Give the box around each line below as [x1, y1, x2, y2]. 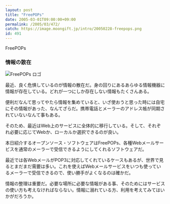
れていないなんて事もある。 [5, 112, 63, 118]
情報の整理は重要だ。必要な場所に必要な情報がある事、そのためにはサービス [5, 181, 165, 187]
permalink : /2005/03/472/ [5, 21, 60, 27]
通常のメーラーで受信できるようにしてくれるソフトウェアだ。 [18, 146, 147, 153]
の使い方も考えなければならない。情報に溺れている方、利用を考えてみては [5, 187, 161, 193]
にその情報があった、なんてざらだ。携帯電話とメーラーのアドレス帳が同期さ [5, 105, 165, 112]
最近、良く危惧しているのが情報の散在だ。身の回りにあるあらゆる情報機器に [5, 82, 165, 88]
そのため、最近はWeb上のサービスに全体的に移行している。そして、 [5, 123, 148, 129]
